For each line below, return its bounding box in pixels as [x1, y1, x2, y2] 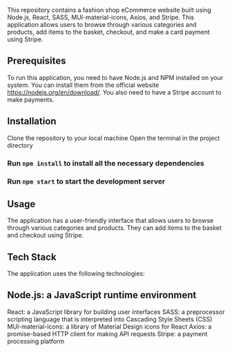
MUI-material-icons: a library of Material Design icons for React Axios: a [7, 322, 212, 331]
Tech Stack [7, 251, 57, 263]
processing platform [7, 337, 65, 345]
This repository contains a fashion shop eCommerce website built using [7, 6, 212, 14]
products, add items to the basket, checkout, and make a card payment [7, 28, 211, 36]
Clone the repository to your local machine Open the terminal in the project [7, 134, 220, 142]
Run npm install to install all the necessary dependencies [7, 158, 205, 168]
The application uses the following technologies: [7, 269, 145, 278]
